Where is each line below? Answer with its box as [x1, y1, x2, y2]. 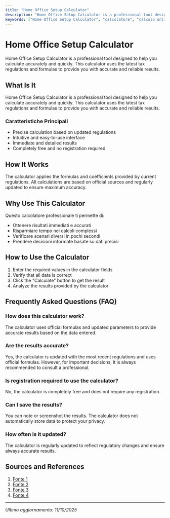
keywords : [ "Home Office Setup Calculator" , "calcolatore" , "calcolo [5, 17, 155, 22]
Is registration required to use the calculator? [5, 377, 118, 384]
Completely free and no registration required [12, 145, 106, 152]
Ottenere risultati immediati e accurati [12, 223, 91, 229]
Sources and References [5, 462, 84, 471]
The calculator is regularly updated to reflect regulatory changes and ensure [5, 442, 164, 449]
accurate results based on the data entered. [5, 329, 97, 336]
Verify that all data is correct [12, 272, 72, 278]
